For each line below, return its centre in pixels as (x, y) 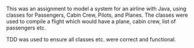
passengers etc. (26, 28)
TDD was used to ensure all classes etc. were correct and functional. (91, 39)
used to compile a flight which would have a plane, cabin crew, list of (91, 21)
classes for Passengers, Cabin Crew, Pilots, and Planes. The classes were (97, 15)
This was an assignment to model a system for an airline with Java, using (96, 9)
